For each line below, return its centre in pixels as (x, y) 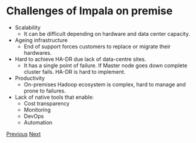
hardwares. (38, 52)
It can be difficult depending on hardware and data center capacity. (107, 33)
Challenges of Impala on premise (90, 11)
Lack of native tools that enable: (54, 97)
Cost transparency (47, 103)
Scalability (27, 27)
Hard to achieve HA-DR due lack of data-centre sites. (80, 59)
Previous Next (24, 134)
